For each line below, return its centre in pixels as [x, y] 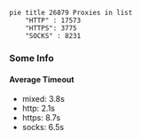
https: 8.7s [41, 118]
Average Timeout [42, 79]
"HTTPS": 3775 [51, 28]
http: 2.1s [39, 108]
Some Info [32, 58]
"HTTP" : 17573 [53, 20]
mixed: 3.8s [43, 99]
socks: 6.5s [43, 127]
